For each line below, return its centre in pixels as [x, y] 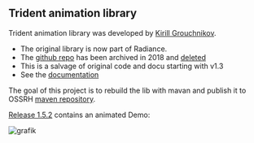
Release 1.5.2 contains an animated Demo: [79, 115]
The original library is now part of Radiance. [94, 49]
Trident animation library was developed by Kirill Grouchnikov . [112, 32]
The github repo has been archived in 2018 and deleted [113, 57]
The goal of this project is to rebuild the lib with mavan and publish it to [127, 90]
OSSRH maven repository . [52, 99]
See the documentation [59, 74]
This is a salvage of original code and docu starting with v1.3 [122, 66]
